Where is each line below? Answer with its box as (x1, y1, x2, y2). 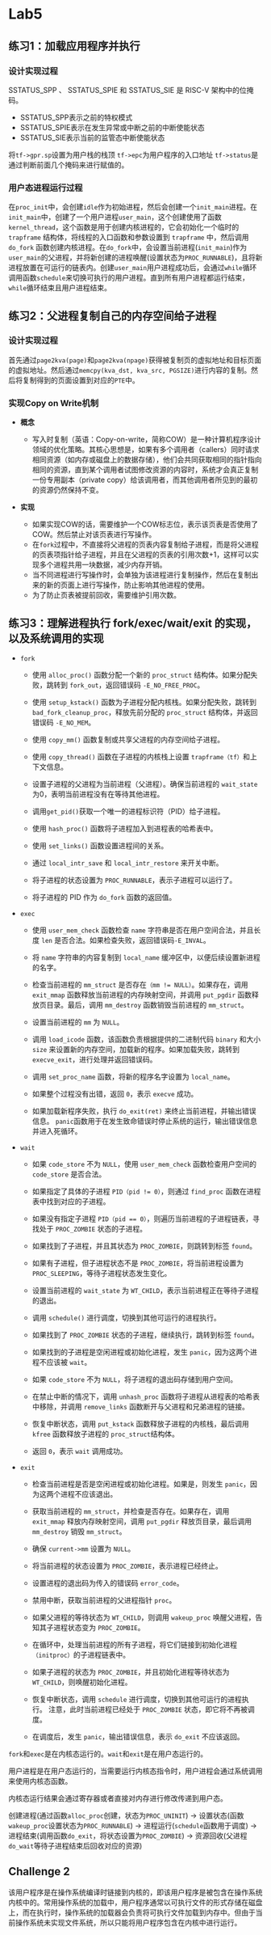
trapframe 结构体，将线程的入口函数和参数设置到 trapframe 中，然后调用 (8, 232, 249, 243)
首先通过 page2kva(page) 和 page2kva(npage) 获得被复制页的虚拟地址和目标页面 (8, 355, 262, 365)
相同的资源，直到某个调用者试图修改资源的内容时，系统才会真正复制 (31, 465, 259, 475)
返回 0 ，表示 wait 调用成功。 (31, 1446, 127, 1455)
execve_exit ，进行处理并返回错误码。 (31, 1054, 157, 1064)
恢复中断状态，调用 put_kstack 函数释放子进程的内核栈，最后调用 (31, 1418, 250, 1428)
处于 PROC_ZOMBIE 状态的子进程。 (39, 1223, 148, 1233)
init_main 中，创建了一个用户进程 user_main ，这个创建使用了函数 (8, 212, 222, 222)
